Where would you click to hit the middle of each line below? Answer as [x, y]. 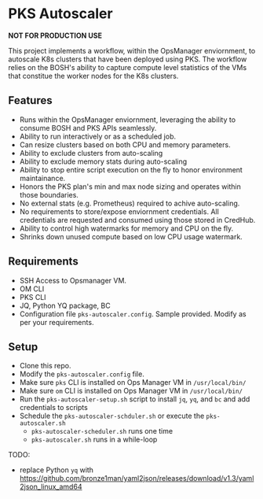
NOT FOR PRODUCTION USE [55, 35]
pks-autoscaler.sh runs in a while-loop [94, 440]
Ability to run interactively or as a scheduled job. [98, 136]
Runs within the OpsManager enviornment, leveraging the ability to [128, 120]
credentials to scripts [53, 408]
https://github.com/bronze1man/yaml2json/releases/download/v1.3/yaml [137, 479]
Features [30, 100]
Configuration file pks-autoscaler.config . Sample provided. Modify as [133, 314]
